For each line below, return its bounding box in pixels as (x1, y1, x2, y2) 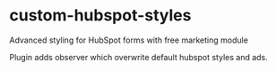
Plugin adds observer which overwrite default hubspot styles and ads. (9, 51, 269, 62)
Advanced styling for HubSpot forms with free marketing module (9, 35, 249, 45)
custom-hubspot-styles (9, 5, 192, 26)
